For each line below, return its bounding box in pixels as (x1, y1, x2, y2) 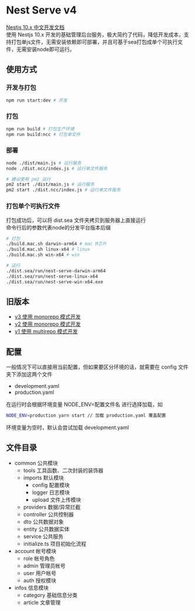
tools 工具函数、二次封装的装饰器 (23, 467, 104, 474)
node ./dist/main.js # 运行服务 (6, 160, 82, 166)
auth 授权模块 (23, 576, 57, 584)
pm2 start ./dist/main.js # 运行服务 (6, 181, 95, 188)
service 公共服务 (23, 532, 63, 540)
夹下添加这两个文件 (6, 371, 53, 378)
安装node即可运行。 (26, 45, 75, 53)
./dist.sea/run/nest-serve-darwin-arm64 (6, 268, 107, 274)
